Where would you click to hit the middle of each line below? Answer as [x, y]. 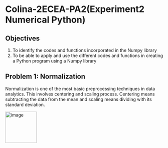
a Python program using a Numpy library [54, 61]
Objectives [23, 38]
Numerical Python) [45, 20]
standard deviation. [25, 104]
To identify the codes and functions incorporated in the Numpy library [85, 50]
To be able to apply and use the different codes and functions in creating [88, 55]
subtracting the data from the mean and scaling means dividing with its [78, 99]
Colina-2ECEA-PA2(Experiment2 [75, 9]
